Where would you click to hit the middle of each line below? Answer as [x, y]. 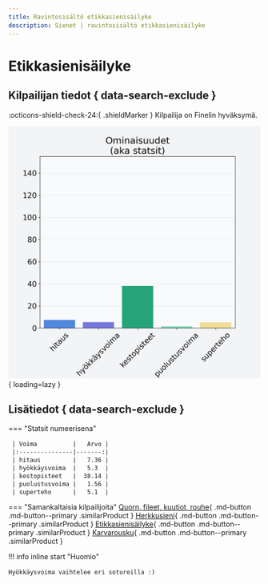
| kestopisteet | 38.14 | [60, 477]
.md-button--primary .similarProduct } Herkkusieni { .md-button [113, 516]
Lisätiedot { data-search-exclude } [96, 409]
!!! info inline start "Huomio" [54, 557]
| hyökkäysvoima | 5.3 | [60, 469]
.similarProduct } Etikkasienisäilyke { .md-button [117, 524]
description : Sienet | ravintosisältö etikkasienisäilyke [107, 25]
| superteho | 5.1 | [60, 493]
